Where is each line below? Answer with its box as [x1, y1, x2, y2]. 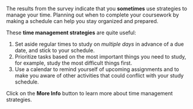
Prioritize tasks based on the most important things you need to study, [14, 53, 186, 60]
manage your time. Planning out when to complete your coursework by [6, 11, 179, 18]
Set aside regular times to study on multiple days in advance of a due [14, 41, 184, 47]
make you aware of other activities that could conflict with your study [14, 72, 184, 79]
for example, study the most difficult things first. [14, 59, 132, 66]
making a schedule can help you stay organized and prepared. [6, 18, 159, 24]
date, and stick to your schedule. [14, 47, 95, 54]
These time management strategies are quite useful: [6, 29, 136, 36]
